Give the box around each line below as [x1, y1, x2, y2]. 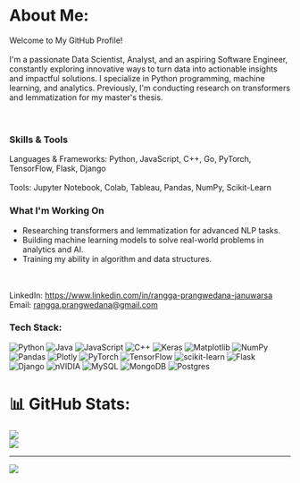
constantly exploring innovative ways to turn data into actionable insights [9, 64, 279, 74]
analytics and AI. [21, 243, 84, 255]
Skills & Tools [9, 133, 69, 146]
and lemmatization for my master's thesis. [9, 91, 163, 103]
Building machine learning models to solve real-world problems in [21, 234, 264, 245]
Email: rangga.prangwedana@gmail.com [9, 299, 158, 309]
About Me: [9, 5, 89, 26]
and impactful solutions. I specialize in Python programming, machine [9, 72, 265, 83]
